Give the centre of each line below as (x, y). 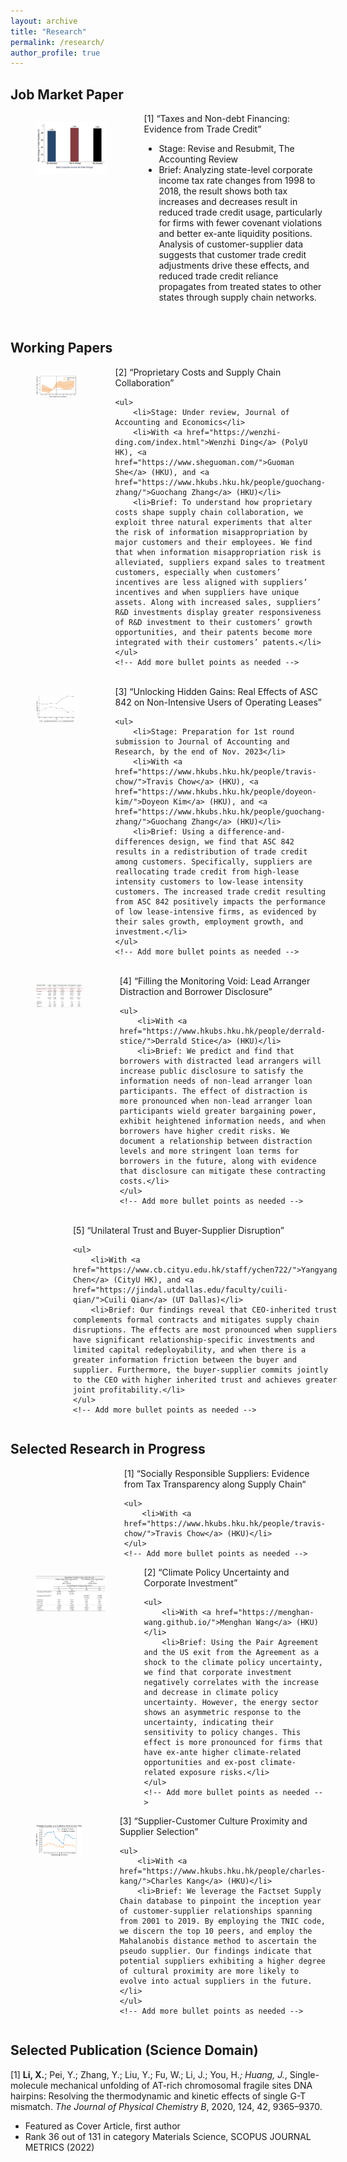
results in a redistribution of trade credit (211, 851)
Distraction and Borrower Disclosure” (196, 991)
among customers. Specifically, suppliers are (213, 861)
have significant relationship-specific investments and (194, 1340)
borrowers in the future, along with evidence (218, 1161)
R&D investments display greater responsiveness (218, 612)
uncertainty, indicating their (209, 1722)
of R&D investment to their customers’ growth (213, 622)
